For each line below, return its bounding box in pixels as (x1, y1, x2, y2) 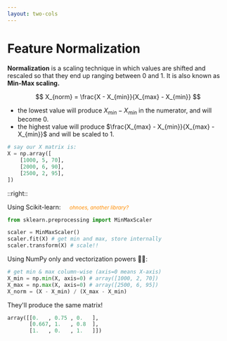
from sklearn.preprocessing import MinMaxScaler (7, 216, 153, 224)
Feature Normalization (7, 40, 141, 56)
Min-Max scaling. (7, 79, 60, 87)
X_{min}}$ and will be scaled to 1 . (17, 130, 115, 139)
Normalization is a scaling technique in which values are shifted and (7, 64, 206, 72)
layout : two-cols (7, 10, 58, 18)
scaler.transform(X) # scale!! (7, 242, 99, 250)
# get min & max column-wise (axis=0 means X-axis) (7, 269, 162, 276)
